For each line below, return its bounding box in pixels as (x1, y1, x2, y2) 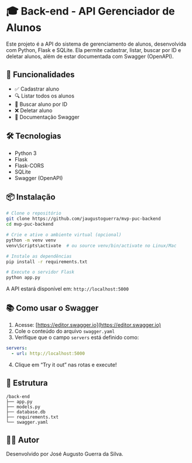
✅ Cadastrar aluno (14, 85, 60, 92)
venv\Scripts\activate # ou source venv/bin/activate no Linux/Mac (6, 243, 177, 248)
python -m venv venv (6, 237, 57, 243)
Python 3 (14, 150, 37, 157)
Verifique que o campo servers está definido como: (14, 334, 139, 341)
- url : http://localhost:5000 (11, 350, 85, 357)
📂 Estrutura (6, 378, 48, 388)
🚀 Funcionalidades (6, 70, 75, 80)
